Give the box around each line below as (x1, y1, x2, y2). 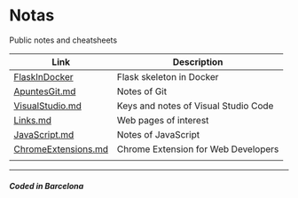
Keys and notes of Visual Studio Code (116, 99, 274, 112)
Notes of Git (116, 85, 167, 98)
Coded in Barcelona (9, 180, 84, 191)
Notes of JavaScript (116, 128, 200, 140)
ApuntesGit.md (13, 85, 76, 98)
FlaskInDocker (13, 70, 74, 83)
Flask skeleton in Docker (116, 70, 219, 83)
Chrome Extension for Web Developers (116, 143, 279, 155)
